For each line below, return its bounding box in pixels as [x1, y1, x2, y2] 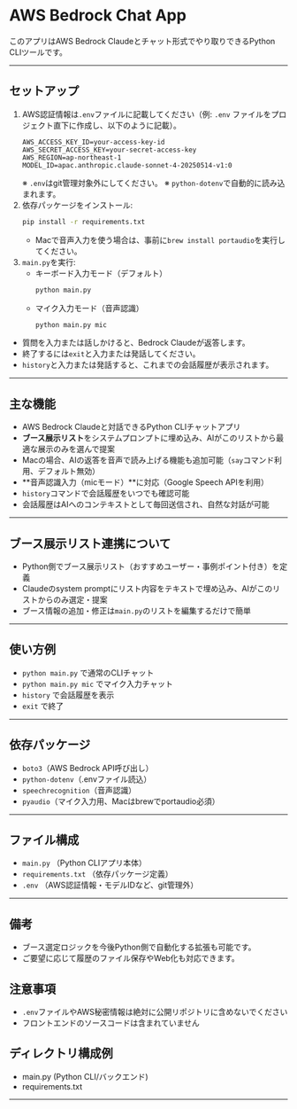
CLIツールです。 [9, 46, 68, 58]
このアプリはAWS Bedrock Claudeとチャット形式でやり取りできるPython [9, 35, 276, 46]
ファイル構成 [9, 832, 80, 847]
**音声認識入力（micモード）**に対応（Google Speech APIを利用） [21, 477, 270, 488]
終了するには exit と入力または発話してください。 [21, 348, 201, 359]
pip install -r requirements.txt [21, 217, 146, 226]
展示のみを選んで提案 [37, 444, 116, 455]
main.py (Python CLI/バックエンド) [21, 1071, 148, 1082]
